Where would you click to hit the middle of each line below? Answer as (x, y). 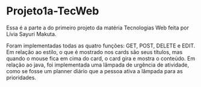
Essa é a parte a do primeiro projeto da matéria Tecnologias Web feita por (98, 28)
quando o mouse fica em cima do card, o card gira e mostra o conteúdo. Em (101, 58)
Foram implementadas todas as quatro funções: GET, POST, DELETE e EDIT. (101, 46)
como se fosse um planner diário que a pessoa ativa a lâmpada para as (94, 71)
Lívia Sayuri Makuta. (31, 34)
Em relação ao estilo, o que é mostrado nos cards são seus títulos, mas (94, 52)
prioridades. (21, 77)
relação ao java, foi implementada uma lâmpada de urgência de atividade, (98, 65)
